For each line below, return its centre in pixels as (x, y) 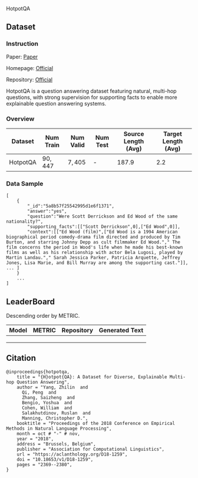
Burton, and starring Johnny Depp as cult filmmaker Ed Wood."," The (93, 242)
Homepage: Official (30, 68)
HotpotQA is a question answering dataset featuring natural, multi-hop (91, 91)
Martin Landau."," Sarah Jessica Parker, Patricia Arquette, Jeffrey (93, 258)
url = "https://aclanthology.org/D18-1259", (72, 454)
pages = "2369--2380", (44, 464)
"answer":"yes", (47, 212)
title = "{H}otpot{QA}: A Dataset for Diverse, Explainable (92, 377)
